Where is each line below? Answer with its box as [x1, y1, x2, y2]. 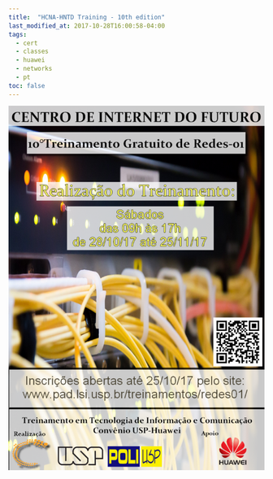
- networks [15, 65, 53, 73]
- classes [15, 47, 49, 56]
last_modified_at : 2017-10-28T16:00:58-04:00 [8, 21, 165, 30]
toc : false [8, 81, 45, 89]
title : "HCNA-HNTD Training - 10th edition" [8, 13, 165, 21]
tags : [8, 30, 27, 38]
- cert [15, 39, 38, 47]
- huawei [15, 56, 45, 64]
